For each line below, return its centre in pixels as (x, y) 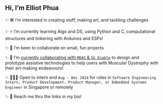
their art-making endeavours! (34, 68)
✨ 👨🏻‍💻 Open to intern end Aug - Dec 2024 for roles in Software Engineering (81, 77)
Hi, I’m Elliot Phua (32, 8)
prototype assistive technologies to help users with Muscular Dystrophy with (82, 63)
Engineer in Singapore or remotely (39, 87)
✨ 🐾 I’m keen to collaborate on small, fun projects (54, 47)
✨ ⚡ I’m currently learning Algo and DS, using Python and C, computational (80, 31)
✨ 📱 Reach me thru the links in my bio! (43, 96)
